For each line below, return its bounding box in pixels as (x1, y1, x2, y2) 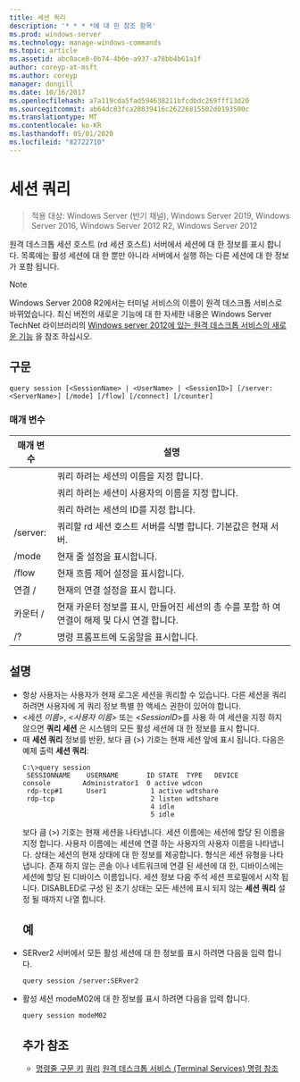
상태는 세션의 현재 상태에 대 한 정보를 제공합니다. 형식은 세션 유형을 (34, 849, 268, 860)
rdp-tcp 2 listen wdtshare (26, 794, 219, 803)
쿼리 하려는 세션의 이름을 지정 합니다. (56, 470, 204, 482)
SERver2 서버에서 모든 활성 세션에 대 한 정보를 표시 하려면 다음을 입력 (21, 948, 265, 959)
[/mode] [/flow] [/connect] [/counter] (65, 391, 214, 400)
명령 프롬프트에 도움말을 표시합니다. (56, 631, 199, 643)
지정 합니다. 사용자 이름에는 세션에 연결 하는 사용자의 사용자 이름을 (21, 837, 254, 849)
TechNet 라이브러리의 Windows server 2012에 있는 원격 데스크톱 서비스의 (9, 319, 271, 331)
